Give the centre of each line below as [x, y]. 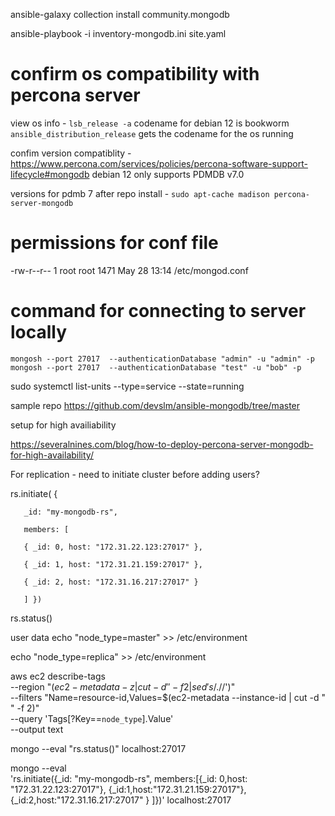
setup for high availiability [63, 425]
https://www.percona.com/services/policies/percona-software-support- [159, 163]
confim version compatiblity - [71, 153]
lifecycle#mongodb [50, 174]
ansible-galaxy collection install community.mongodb [120, 14]
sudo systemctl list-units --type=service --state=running [127, 386]
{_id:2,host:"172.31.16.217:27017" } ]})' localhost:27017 [121, 800]
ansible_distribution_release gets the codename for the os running [152, 133]
